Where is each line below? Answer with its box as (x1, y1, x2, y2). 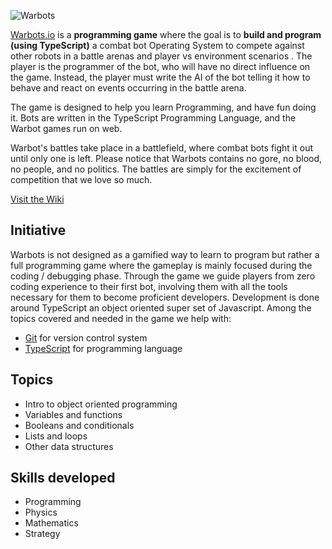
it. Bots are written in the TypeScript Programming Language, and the (10, 112, 297, 124)
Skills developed (10, 470, 116, 487)
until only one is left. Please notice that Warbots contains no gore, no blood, (10, 153, 323, 164)
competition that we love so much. (10, 174, 153, 185)
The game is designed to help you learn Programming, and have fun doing (10, 101, 317, 113)
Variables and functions (24, 408, 123, 420)
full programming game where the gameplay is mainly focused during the (10, 259, 313, 271)
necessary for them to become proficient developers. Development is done (10, 291, 320, 303)
